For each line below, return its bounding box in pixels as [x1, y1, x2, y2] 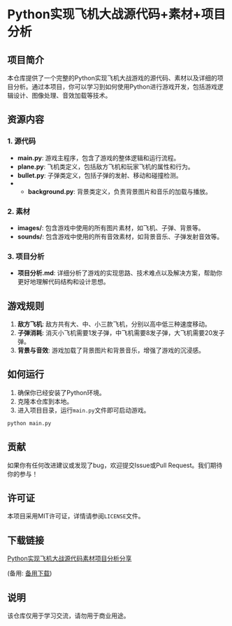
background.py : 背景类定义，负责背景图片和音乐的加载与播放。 [27, 187, 212, 196]
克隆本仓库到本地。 [17, 397, 73, 406]
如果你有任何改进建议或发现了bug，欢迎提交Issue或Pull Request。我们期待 [7, 461, 223, 469]
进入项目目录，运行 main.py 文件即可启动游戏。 [17, 406, 150, 414]
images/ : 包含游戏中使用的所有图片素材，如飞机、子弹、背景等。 [17, 223, 205, 232]
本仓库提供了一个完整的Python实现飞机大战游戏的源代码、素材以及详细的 [7, 74, 218, 82]
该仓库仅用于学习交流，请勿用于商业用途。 [7, 611, 130, 620]
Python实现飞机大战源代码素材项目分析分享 [7, 554, 132, 563]
